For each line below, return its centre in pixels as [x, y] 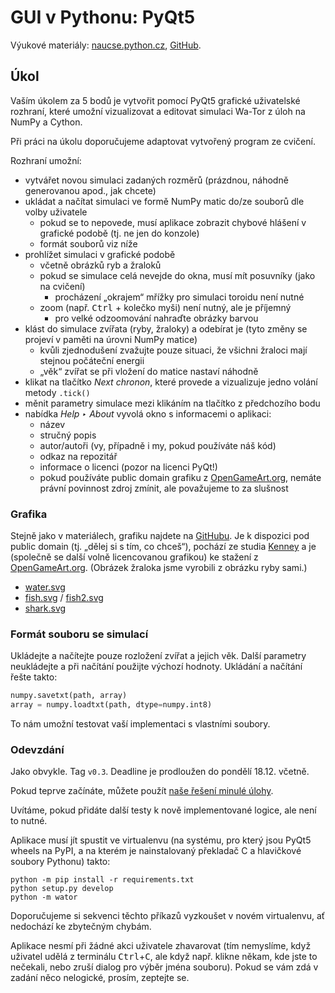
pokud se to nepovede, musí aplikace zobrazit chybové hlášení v [173, 222]
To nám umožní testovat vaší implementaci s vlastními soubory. [140, 724]
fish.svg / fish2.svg [64, 598]
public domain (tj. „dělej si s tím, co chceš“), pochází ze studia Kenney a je [163, 547]
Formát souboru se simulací [79, 634]
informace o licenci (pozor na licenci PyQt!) [128, 467]
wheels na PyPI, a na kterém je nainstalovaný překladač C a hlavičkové [156, 851]
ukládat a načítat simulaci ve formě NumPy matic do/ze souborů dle [164, 201]
